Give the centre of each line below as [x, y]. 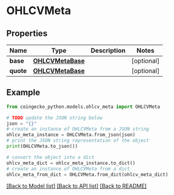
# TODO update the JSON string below [55, 118]
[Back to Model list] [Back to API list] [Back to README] [77, 186]
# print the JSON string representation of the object [78, 141]
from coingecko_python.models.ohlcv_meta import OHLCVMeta [83, 107]
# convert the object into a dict [51, 157]
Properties [27, 33]
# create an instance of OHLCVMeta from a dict [68, 169]
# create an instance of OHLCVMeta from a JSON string [78, 129]
